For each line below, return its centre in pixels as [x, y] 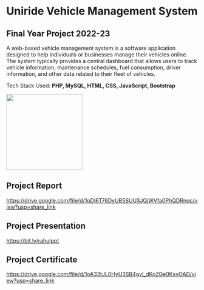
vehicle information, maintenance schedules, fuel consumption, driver [93, 67]
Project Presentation [46, 226]
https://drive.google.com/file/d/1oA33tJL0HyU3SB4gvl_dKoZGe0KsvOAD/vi [101, 274]
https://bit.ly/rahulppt [33, 240]
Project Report [34, 186]
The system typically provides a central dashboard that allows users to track [102, 61]
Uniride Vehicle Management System [102, 11]
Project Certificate [42, 260]
